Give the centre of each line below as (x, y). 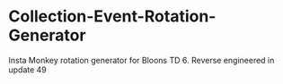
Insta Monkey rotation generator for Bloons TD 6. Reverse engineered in (141, 60)
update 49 (27, 70)
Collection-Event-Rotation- (112, 17)
